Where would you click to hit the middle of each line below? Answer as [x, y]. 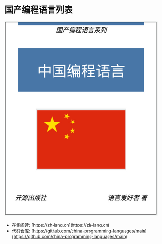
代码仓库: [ [22, 231]
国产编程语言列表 [39, 10]
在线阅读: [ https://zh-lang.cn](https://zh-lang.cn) [61, 225]
